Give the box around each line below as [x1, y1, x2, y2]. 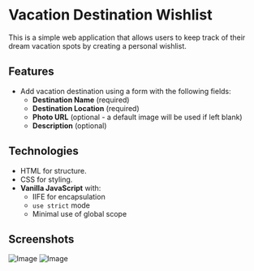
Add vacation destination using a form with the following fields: [19, 86, 231, 96]
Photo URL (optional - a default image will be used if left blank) [32, 112, 243, 122]
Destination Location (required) [32, 103, 140, 113]
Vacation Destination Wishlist [8, 6, 213, 24]
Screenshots [8, 232, 75, 246]
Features [8, 65, 54, 79]
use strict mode [32, 200, 91, 210]
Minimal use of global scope [32, 209, 127, 218]
